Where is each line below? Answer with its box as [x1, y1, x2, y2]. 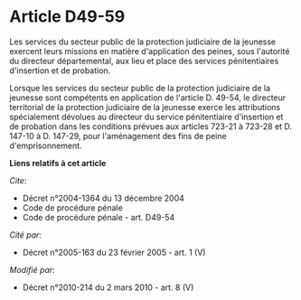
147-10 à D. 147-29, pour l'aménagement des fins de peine [9, 130, 228, 141]
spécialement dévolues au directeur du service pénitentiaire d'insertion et [9, 111, 284, 122]
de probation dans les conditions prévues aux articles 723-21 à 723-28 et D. [9, 120, 292, 132]
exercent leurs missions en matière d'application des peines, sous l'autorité [9, 45, 290, 56]
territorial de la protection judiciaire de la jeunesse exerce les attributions [9, 101, 281, 112]
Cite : [9, 174, 27, 186]
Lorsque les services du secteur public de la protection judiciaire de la [9, 82, 271, 93]
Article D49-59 [9, 6, 126, 27]
